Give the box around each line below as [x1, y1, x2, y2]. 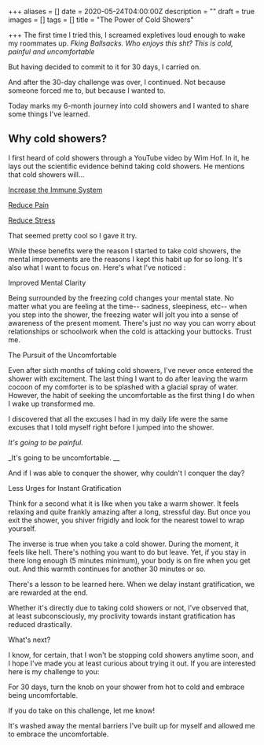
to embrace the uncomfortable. [8, 729, 109, 739]
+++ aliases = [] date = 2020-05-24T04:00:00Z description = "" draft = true [8, 7, 255, 16]
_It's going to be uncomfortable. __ [8, 452, 120, 463]
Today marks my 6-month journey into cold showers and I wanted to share [8, 101, 250, 110]
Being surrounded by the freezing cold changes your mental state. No [8, 293, 234, 302]
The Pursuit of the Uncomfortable [8, 350, 117, 360]
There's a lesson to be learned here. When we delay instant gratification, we [8, 579, 255, 588]
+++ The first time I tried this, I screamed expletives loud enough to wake [8, 31, 246, 39]
